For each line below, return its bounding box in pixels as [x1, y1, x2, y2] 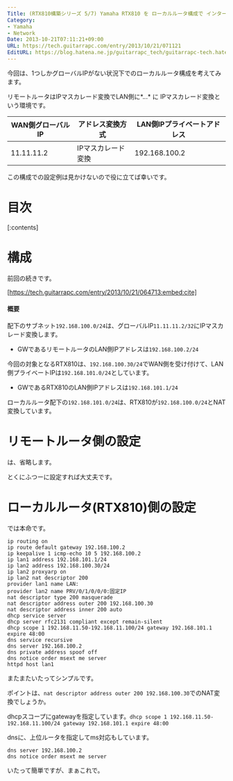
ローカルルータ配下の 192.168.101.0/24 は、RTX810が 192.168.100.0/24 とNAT [7, 398, 226, 406]
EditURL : [7, 49, 33, 56]
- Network [7, 29, 36, 37]
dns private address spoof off [7, 648, 98, 656]
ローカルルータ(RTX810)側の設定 [7, 500, 196, 515]
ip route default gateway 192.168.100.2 [7, 544, 126, 551]
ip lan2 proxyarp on [7, 568, 67, 575]
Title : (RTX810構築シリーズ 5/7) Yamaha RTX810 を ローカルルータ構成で [7, 10, 204, 17]
